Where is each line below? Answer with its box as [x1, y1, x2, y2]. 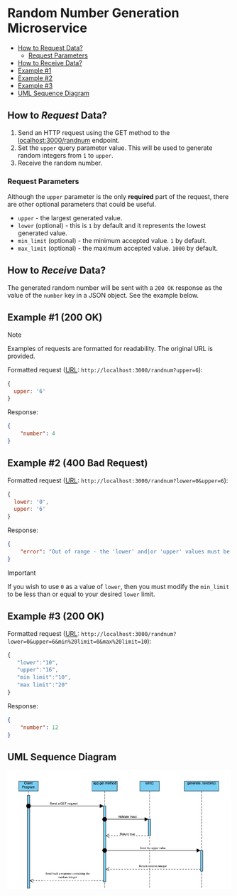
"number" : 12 [20, 723, 59, 731]
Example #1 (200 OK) [7, 311, 103, 324]
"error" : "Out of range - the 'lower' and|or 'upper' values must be [20, 549, 231, 556]
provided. [7, 352, 35, 360]
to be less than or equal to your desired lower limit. [7, 590, 155, 598]
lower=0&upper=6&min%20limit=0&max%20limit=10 [7, 638, 148, 645]
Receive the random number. [17, 158, 103, 167]
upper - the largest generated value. [17, 214, 123, 222]
